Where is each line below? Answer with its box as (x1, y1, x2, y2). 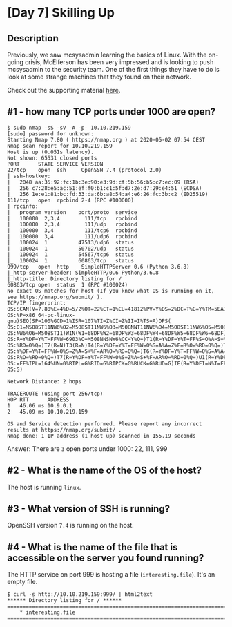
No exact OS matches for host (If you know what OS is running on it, (7, 287, 215, 294)
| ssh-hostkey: (7, 173, 51, 180)
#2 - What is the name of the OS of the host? (7, 465, 202, 476)
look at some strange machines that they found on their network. (7, 73, 192, 81)
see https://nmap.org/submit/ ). (7, 293, 104, 300)
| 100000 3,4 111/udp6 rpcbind (7, 233, 137, 240)
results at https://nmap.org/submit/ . (7, 426, 122, 433)
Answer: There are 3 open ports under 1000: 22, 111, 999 (7, 444, 168, 453)
